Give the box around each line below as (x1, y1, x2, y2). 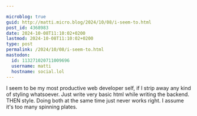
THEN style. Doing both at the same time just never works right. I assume (6, 97, 184, 104)
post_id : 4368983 (6, 25, 49, 31)
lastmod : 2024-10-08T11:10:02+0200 (6, 36, 94, 42)
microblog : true (6, 14, 46, 19)
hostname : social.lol (11, 68, 65, 74)
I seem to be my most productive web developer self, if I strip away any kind (6, 85, 192, 92)
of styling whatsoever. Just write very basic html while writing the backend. (6, 91, 190, 98)
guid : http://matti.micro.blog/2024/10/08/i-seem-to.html (6, 19, 152, 25)
